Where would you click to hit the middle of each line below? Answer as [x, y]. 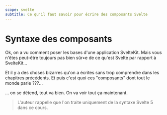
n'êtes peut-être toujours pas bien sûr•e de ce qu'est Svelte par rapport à [81, 58]
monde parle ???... [24, 83]
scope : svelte [20, 10]
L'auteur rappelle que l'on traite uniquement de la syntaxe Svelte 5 [85, 103]
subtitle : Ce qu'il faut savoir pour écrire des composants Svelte [77, 14]
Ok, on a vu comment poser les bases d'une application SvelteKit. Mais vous [83, 53]
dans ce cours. [33, 108]
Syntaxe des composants [59, 39]
